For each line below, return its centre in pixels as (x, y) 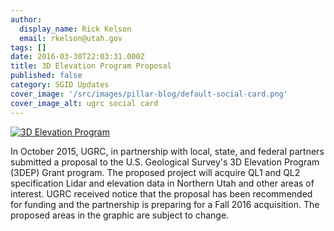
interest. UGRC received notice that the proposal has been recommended (161, 193)
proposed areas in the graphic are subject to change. (120, 215)
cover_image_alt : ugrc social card (84, 103)
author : (26, 19)
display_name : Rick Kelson (75, 29)
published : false (46, 76)
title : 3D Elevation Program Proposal (91, 66)
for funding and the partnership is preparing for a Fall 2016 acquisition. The (165, 204)
